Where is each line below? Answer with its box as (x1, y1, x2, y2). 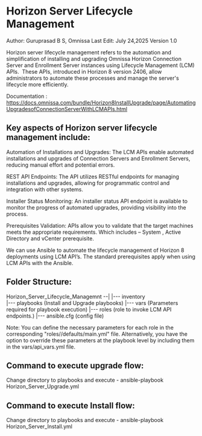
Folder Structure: (6, 277, 72, 287)
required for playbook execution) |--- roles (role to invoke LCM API (6, 306, 172, 313)
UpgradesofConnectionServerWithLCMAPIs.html (6, 105, 128, 112)
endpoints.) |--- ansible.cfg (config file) (6, 312, 104, 319)
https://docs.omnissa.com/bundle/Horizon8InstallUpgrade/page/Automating (6, 98, 196, 106)
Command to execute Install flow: (6, 400, 135, 411)
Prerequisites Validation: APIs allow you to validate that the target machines (6, 222, 194, 229)
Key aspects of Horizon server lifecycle (6, 123, 157, 133)
